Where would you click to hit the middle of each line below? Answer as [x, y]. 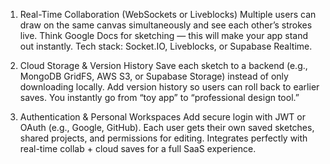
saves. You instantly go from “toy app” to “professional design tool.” [159, 97]
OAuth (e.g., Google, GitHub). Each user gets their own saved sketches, [167, 127]
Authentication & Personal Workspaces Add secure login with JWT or [162, 117]
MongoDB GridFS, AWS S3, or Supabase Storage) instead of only [154, 76]
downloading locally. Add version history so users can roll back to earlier [169, 87]
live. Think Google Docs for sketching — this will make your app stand [164, 35]
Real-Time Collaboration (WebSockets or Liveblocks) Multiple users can [168, 14]
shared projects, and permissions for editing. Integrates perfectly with [163, 138]
